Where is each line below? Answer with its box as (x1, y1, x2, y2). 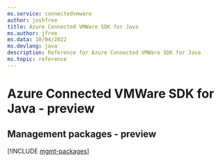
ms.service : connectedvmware (7, 10, 92, 17)
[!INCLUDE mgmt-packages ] (7, 147, 89, 155)
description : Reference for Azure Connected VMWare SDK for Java (7, 50, 201, 57)
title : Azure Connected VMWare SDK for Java (7, 23, 139, 30)
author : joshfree (7, 17, 58, 24)
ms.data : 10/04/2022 (7, 36, 68, 43)
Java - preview (7, 101, 96, 116)
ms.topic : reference (7, 56, 68, 63)
